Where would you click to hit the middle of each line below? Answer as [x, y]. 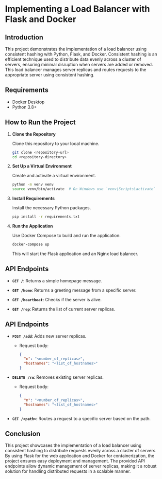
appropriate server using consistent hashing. [50, 75]
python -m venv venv [33, 184]
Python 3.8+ [24, 107]
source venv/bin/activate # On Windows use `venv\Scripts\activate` [84, 189]
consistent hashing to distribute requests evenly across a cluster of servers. [81, 451]
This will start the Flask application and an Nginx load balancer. [75, 254]
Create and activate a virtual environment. [54, 176]
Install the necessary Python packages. [51, 208]
